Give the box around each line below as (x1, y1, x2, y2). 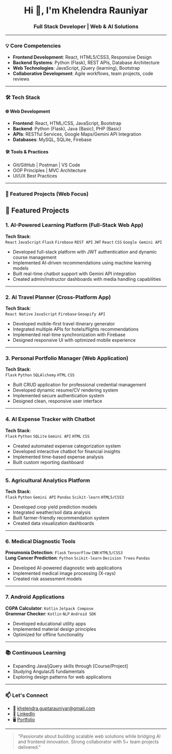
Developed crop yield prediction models (12, 504, 97, 510)
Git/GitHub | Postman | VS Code (12, 162, 80, 168)
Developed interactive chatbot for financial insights (12, 448, 120, 454)
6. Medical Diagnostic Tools (5, 537, 76, 545)
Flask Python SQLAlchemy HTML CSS (5, 373, 75, 378)
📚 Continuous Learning (5, 649, 66, 656)
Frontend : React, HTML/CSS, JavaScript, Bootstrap (12, 120, 122, 126)
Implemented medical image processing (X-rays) (12, 570, 116, 576)
